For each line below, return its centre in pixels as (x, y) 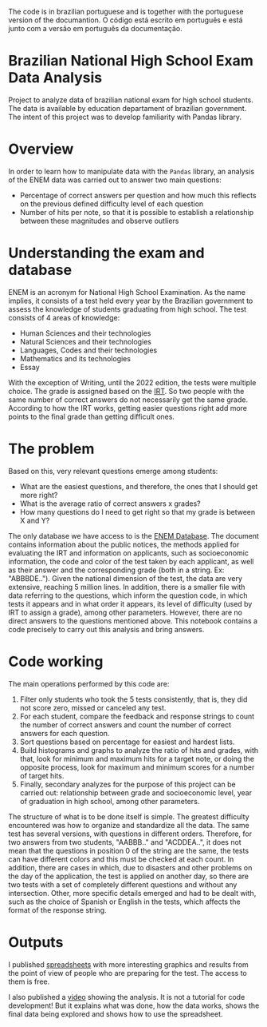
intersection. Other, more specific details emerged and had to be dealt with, (132, 893)
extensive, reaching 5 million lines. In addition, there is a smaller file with (127, 587)
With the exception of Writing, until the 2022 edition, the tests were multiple (132, 382)
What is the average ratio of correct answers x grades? (110, 504)
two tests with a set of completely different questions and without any (123, 884)
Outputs (36, 942)
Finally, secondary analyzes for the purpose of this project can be (128, 784)
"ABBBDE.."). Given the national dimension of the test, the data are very (126, 578)
